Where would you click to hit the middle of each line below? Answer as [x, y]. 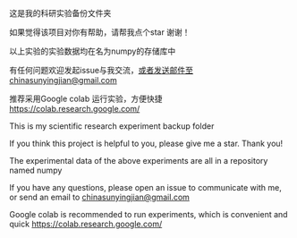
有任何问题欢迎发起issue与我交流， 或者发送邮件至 [102, 70]
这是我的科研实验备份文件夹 [60, 13]
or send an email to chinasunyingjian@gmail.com [100, 197]
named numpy [36, 170]
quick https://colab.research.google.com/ [86, 224]
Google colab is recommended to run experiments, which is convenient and [148, 214]
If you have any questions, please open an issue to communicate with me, [145, 187]
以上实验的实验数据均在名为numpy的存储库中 [93, 51]
